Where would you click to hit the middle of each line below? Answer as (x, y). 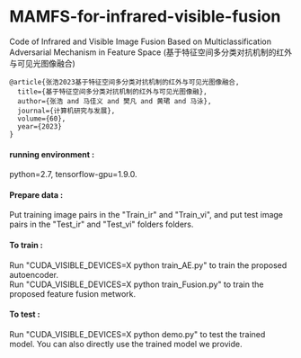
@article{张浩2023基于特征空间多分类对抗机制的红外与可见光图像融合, (124, 82)
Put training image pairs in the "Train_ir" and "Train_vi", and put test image (146, 215)
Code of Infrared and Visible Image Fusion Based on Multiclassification (141, 41)
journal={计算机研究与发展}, (66, 111)
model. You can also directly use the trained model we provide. (126, 344)
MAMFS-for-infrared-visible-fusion (145, 17)
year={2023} (40, 126)
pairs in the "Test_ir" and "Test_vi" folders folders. (102, 224)
